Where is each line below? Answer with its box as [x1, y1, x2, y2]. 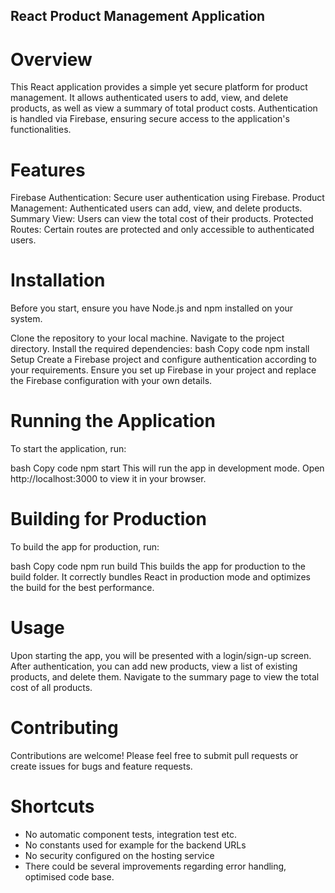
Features [10, 159, 86, 181]
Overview [10, 48, 93, 71]
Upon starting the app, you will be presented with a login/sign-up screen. [10, 650, 312, 662]
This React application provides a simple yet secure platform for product [10, 81, 308, 93]
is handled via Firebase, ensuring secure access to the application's [10, 113, 290, 125]
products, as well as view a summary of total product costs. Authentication [10, 102, 318, 114]
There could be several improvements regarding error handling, [24, 860, 287, 872]
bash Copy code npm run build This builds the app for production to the [10, 560, 306, 573]
